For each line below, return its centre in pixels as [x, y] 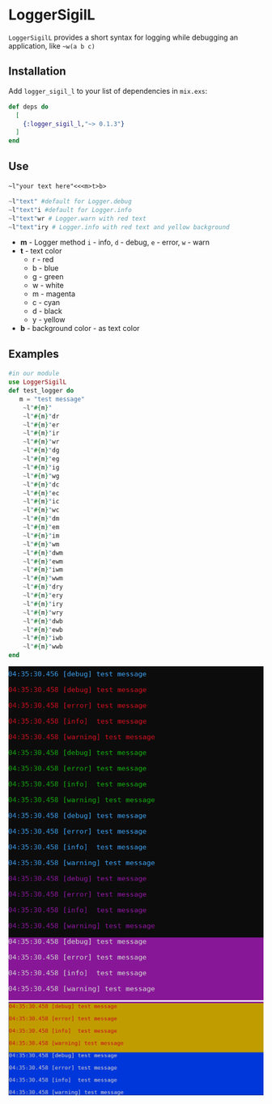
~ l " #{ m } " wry [43, 613]
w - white [48, 286]
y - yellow [49, 320]
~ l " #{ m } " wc [41, 510]
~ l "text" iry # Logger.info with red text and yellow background [119, 227]
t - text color [41, 251]
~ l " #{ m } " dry [43, 587]
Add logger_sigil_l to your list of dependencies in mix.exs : [108, 91]
